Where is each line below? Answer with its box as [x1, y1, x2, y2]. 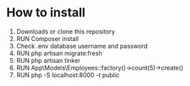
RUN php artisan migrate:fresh [16, 49, 103, 57]
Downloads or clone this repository [16, 27, 116, 35]
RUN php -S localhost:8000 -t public [16, 70, 120, 79]
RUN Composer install [16, 34, 79, 42]
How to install [6, 5, 86, 20]
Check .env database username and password [16, 42, 148, 50]
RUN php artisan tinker [16, 56, 81, 64]
